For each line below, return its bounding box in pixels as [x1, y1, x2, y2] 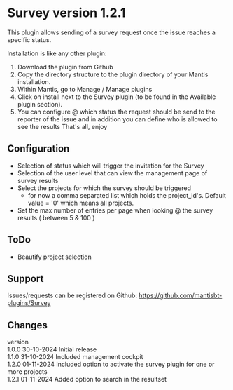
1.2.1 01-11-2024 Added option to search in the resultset [7, 375, 167, 384]
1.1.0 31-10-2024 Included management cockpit [7, 353, 143, 361]
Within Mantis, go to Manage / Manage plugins [17, 85, 153, 93]
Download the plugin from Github [17, 62, 113, 71]
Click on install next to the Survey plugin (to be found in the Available [17, 93, 216, 101]
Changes [7, 319, 48, 331]
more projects [7, 368, 48, 376]
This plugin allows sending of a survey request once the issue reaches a [7, 28, 216, 36]
